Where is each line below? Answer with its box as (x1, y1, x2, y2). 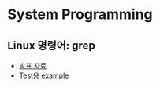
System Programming (7, 5, 153, 24)
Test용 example (18, 71, 69, 80)
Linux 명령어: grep (7, 38, 95, 52)
